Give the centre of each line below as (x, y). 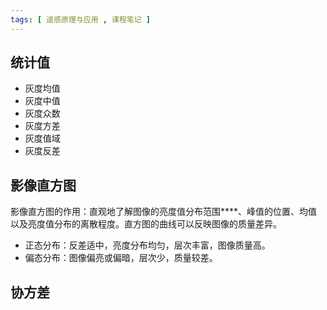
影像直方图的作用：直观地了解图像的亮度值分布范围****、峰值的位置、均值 (164, 212)
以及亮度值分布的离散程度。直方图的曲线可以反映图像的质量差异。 (146, 224)
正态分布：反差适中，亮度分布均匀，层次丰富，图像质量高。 (147, 245)
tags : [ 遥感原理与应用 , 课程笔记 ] (80, 19)
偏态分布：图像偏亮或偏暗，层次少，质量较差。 (121, 258)
